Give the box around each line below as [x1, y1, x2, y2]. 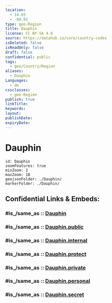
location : [5, 7, 26, 13]
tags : [5, 59, 17, 64]
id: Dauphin [5, 159, 30, 164]
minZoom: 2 [5, 167, 28, 172]
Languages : [5, 78, 28, 83]
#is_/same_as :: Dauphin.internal [5, 237, 87, 244]
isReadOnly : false [5, 45, 44, 50]
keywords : [5, 106, 26, 111]
